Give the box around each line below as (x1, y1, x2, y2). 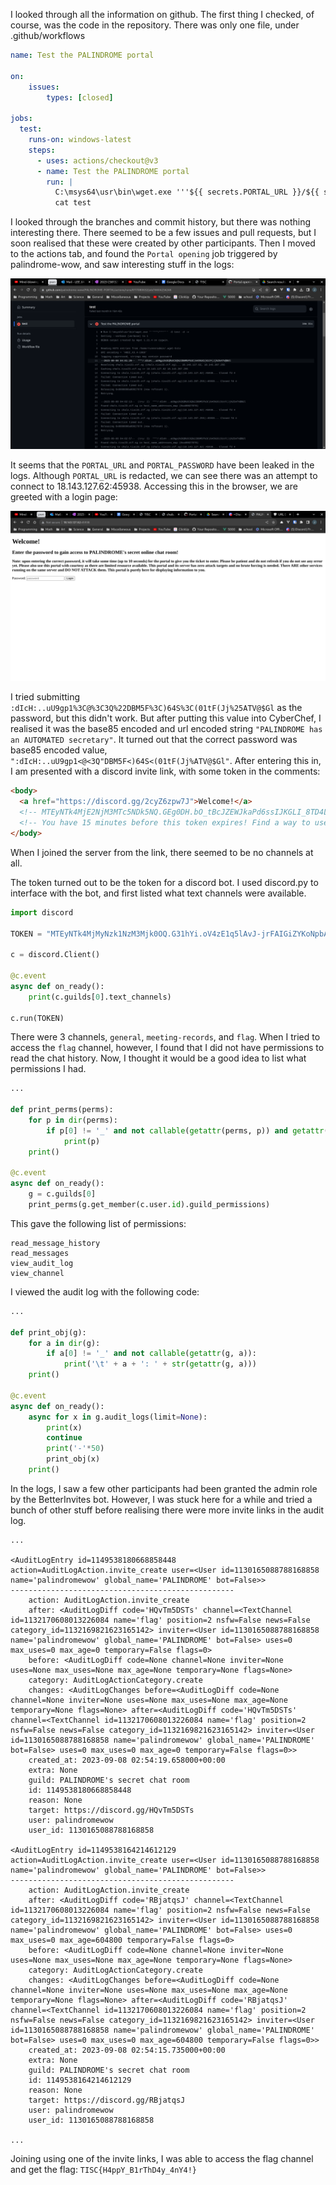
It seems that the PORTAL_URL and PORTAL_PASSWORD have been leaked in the (10, 459, 315, 471)
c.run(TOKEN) (10, 1013, 65, 1023)
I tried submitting (10, 691, 81, 703)
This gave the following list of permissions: (10, 1217, 187, 1229)
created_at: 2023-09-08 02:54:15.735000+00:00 (28, 2045, 226, 2055)
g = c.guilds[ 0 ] (28, 1189, 97, 1199)
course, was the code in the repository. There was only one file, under (10, 19, 300, 31)
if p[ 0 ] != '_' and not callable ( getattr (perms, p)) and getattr (46, 1125, 325, 1136)
